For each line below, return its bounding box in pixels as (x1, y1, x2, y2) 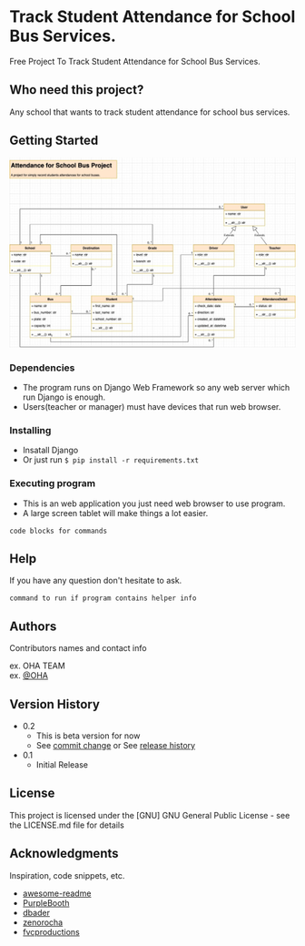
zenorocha (22, 917, 64, 928)
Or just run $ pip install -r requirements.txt (22, 454, 200, 465)
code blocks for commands (9, 526, 107, 535)
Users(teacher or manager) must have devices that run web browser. (22, 402, 281, 412)
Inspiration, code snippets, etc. (9, 870, 125, 880)
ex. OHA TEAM (9, 660, 65, 671)
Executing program (9, 477, 96, 490)
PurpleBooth (22, 897, 70, 908)
